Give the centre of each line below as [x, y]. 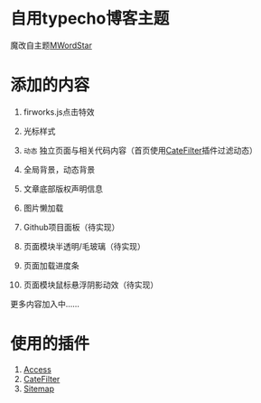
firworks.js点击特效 [59, 112]
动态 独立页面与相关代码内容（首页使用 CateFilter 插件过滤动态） [140, 150]
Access [37, 369]
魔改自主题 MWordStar [51, 45]
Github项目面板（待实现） [71, 227]
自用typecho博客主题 [90, 19]
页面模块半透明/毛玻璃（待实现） [84, 246]
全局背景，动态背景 [59, 169]
